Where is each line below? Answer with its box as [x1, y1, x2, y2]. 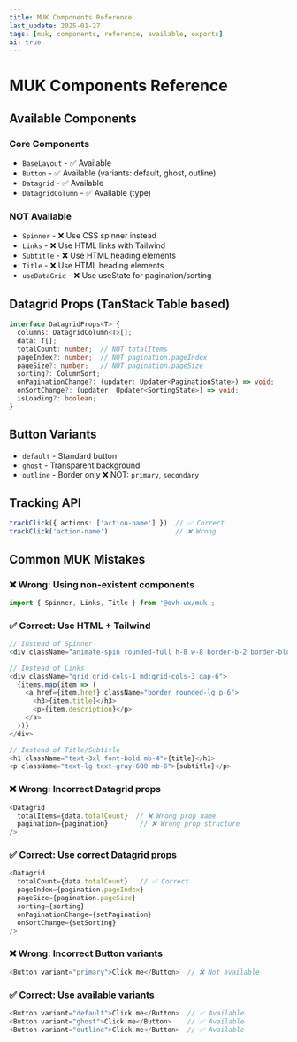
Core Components [9, 137, 90, 150]
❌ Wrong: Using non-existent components [9, 578, 195, 590]
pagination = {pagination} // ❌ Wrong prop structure [17, 820, 240, 828]
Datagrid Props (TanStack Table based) [9, 296, 231, 311]
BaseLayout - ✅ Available [21, 158, 112, 168]
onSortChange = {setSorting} [17, 918, 117, 927]
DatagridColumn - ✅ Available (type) [21, 188, 152, 198]
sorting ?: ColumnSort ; [17, 369, 101, 378]
